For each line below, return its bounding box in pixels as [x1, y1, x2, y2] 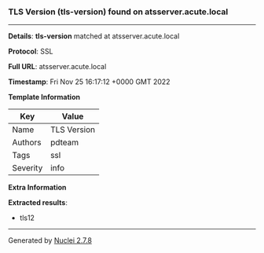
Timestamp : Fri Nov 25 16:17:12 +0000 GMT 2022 [8, 77, 170, 86]
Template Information [8, 93, 81, 102]
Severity [12, 163, 43, 174]
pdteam [49, 137, 79, 148]
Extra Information [8, 183, 67, 192]
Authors [12, 137, 42, 148]
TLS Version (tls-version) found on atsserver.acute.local [8, 6, 229, 17]
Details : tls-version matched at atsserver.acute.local [8, 31, 180, 41]
